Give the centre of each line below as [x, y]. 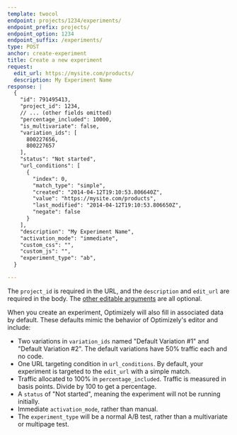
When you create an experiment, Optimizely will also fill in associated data [116, 312]
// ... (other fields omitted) [66, 113]
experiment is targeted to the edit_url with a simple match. [104, 371]
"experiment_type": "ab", [58, 258]
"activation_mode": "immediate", [69, 238]
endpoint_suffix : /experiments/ [55, 40]
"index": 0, [51, 179]
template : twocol [33, 14]
